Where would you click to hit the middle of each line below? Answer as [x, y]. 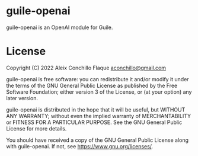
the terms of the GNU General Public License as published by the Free [92, 85]
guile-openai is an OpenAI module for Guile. [60, 27]
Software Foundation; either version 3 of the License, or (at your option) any [99, 92]
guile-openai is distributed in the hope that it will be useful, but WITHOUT [96, 109]
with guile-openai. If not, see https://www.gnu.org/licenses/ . [80, 146]
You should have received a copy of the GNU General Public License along [97, 140]
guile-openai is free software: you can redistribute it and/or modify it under [98, 79]
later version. [22, 98]
